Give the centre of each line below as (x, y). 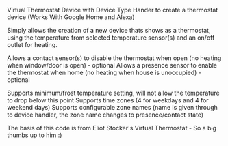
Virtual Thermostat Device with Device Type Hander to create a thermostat (113, 10)
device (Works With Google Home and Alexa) (71, 17)
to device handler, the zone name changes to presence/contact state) (105, 115)
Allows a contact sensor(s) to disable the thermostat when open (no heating (114, 58)
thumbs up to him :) (35, 135)
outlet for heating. (32, 45)
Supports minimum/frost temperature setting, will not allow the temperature (114, 93)
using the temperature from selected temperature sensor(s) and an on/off (111, 38)
